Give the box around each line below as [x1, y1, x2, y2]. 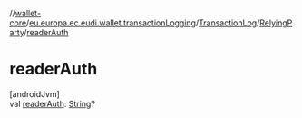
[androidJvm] [9, 88, 61, 99]
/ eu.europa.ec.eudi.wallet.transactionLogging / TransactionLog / [25, 17, 260, 28]
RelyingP [259, 17, 293, 28]
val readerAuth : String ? [9, 98, 95, 109]
